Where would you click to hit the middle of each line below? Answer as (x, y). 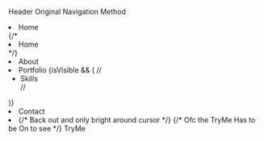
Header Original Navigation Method (67, 12)
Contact (32, 111)
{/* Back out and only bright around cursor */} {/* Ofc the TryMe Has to (137, 120)
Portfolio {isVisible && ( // (61, 70)
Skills (29, 79)
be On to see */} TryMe (47, 129)
